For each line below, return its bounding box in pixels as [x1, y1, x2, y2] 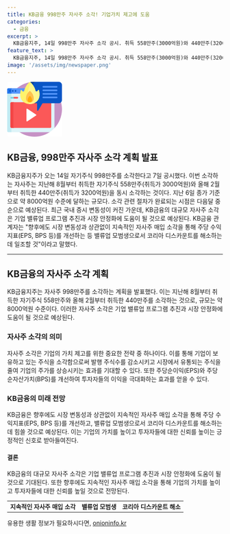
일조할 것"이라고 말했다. [14, 240, 78, 248]
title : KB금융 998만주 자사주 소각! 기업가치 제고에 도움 [7, 11, 150, 18]
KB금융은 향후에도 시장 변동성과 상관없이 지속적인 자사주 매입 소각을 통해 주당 [7, 410, 214, 418]
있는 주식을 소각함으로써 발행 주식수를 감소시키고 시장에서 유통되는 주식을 [25, 357, 221, 366]
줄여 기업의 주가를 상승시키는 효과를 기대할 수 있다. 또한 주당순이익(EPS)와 [7, 366, 205, 374]
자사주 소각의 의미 [7, 332, 63, 342]
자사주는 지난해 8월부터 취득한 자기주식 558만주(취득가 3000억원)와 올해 [14, 180, 209, 188]
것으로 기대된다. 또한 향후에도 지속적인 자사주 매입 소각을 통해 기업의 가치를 [7, 478, 208, 487]
